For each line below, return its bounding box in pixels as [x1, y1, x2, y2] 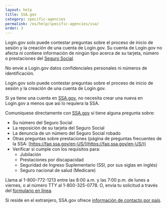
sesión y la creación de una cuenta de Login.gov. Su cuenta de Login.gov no [5, 45, 163, 51]
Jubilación [19, 152, 41, 158]
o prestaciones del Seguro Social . [5, 55, 75, 61]
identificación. [5, 70, 35, 76]
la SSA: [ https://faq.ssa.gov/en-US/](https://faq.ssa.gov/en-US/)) [12, 141, 146, 147]
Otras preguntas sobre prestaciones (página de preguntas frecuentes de [12, 136, 162, 142]
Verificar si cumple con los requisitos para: [12, 146, 101, 152]
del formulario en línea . [5, 188, 53, 194]
